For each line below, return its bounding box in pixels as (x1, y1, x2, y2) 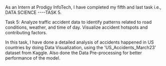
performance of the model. (5, 55, 61, 61)
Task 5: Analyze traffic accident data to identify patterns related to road (5, 19, 152, 25)
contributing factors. (5, 30, 47, 35)
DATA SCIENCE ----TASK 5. (5, 9, 62, 15)
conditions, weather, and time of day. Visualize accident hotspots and (5, 24, 148, 30)
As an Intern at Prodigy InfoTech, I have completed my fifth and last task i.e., (5, 4, 162, 10)
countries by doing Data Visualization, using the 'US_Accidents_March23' (5, 45, 156, 50)
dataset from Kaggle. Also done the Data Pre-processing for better (5, 50, 142, 56)
